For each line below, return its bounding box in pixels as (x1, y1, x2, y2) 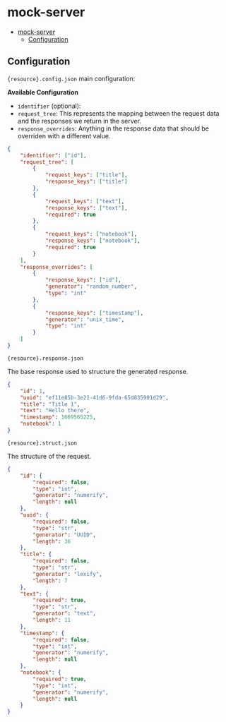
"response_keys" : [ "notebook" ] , (44, 237, 141, 244)
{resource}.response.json (7, 354, 83, 362)
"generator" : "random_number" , (44, 283, 138, 290)
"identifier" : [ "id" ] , (20, 152, 87, 159)
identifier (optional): (17, 102, 81, 110)
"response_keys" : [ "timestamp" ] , (44, 309, 143, 316)
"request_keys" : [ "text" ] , (44, 198, 125, 205)
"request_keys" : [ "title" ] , (44, 172, 129, 179)
